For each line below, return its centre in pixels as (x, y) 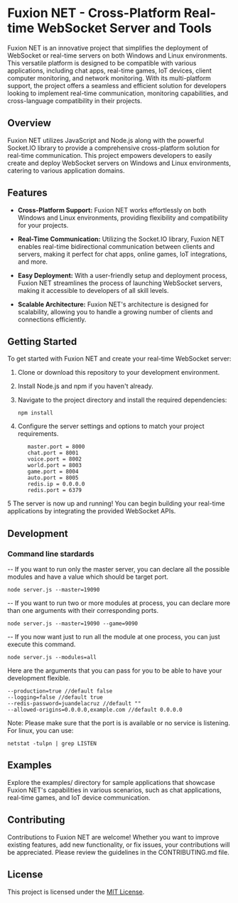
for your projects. (43, 225)
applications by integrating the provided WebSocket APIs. (92, 511)
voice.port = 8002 (54, 459)
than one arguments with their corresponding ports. (83, 611)
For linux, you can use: (40, 731)
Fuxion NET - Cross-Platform (94, 13)
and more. (33, 262)
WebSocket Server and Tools (124, 28)
